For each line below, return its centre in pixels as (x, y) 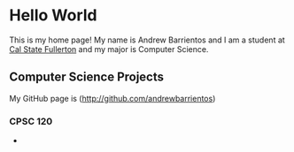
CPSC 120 (31, 121)
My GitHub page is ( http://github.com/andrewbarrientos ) (112, 98)
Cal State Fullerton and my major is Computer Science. (109, 49)
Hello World (53, 15)
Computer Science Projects (87, 77)
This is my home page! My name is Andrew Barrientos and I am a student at (147, 40)
